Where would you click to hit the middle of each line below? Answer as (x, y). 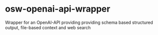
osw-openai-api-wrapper (58, 9)
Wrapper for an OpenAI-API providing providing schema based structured (79, 22)
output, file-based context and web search (48, 27)
